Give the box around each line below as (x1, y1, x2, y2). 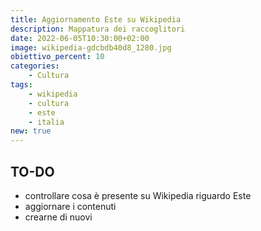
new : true (10, 126, 52, 136)
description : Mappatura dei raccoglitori (10, 24, 186, 34)
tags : (10, 80, 33, 90)
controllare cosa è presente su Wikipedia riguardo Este (24, 189, 252, 201)
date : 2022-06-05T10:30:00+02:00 (10, 33, 150, 43)
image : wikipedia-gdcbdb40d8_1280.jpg (10, 42, 172, 53)
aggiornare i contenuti (24, 200, 117, 212)
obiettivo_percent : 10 (10, 52, 105, 62)
